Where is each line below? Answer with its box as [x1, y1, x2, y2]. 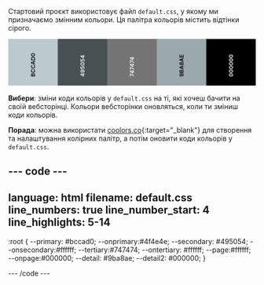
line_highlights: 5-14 [8, 216, 111, 229]
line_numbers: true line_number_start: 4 [8, 203, 210, 217]
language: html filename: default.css [8, 192, 192, 205]
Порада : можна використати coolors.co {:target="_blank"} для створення [8, 125, 252, 134]
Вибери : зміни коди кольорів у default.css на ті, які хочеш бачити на [8, 93, 241, 103]
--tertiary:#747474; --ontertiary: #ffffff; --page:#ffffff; [78, 245, 251, 254]
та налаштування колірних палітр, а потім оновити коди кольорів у [8, 133, 233, 143]
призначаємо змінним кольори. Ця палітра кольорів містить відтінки [8, 15, 240, 24]
